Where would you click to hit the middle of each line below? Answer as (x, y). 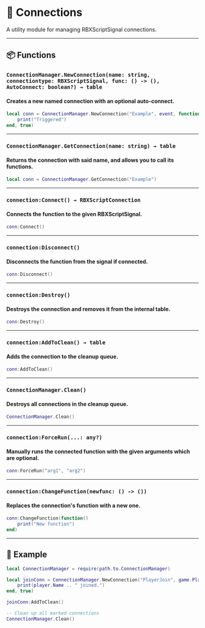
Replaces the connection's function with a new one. (74, 505)
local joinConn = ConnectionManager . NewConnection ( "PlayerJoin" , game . (99, 580)
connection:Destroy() (38, 295)
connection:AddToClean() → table (56, 342)
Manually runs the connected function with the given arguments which (98, 451)
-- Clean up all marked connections (53, 613)
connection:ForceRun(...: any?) (54, 437)
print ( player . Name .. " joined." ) (61, 585)
